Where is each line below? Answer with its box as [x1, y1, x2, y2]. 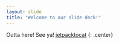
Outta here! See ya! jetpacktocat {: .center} [6, 31, 114, 38]
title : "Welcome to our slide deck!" [6, 14, 101, 20]
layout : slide [6, 8, 42, 15]
